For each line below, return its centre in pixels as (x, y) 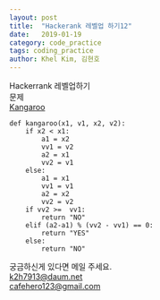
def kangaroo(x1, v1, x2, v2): (67, 124)
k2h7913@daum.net (46, 277)
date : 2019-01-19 (46, 34)
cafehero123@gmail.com (55, 286)
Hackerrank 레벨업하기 (50, 86)
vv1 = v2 (58, 147)
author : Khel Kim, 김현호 (55, 59)
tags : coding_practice (51, 51)
